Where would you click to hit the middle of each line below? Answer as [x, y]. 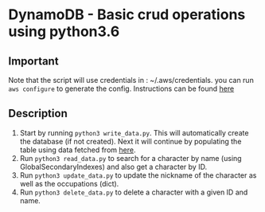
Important [33, 61]
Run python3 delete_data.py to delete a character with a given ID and [134, 192]
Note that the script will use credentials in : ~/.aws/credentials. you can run [131, 80]
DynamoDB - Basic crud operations [127, 15]
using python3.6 [64, 31]
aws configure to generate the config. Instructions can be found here [121, 88]
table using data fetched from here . [78, 150]
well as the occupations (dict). [69, 183]
